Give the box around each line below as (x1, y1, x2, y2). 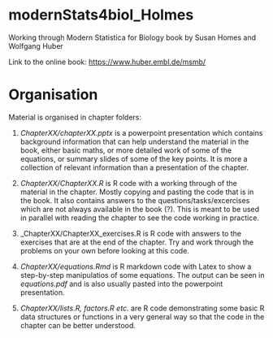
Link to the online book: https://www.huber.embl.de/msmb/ (8, 57, 206, 67)
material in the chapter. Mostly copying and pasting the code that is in (19, 187, 254, 197)
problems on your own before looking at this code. (19, 245, 189, 255)
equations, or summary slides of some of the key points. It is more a (19, 154, 248, 163)
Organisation (8, 85, 98, 104)
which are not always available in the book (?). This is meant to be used (19, 204, 260, 214)
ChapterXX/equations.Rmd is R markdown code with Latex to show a (19, 262, 252, 271)
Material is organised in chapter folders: (8, 112, 142, 122)
